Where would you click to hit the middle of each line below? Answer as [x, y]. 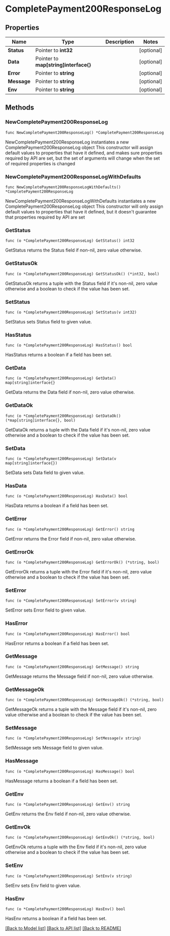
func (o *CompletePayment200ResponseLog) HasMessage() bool [70, 771]
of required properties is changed [40, 163]
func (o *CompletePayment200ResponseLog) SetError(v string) [71, 601]
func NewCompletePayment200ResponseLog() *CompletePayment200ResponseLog [85, 132]
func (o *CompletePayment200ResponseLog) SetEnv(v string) [69, 876]
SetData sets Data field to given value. [45, 473]
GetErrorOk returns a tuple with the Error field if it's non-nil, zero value [78, 571]
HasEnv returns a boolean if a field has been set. [56, 918]
